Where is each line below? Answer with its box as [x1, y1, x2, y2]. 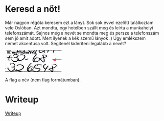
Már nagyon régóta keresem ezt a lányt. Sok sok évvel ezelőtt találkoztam [5, 20, 154, 25]
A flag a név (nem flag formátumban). [5, 77, 81, 83]
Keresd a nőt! [5, 3, 61, 15]
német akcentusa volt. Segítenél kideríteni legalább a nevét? [5, 40, 126, 46]
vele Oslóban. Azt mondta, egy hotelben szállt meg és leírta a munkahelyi [5, 24, 153, 30]
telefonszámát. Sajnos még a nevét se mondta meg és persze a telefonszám [5, 30, 159, 36]
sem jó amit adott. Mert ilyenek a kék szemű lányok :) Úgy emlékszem [5, 35, 146, 41]
